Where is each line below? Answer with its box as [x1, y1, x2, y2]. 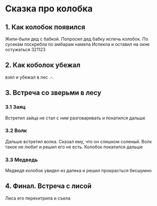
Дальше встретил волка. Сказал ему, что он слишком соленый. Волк [5, 138, 152, 144]
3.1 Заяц [5, 103, 26, 110]
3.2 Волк [5, 127, 27, 134]
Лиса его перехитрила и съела [5, 195, 71, 201]
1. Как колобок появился [5, 23, 86, 31]
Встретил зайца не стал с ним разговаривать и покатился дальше [5, 115, 146, 121]
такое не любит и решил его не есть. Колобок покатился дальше [5, 144, 143, 150]
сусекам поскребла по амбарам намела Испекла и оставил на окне [5, 41, 150, 47]
